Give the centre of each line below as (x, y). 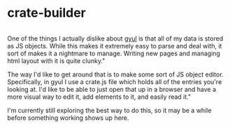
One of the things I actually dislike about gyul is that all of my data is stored (115, 38)
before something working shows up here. (68, 118)
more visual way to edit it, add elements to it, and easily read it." (99, 97)
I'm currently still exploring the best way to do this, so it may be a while (109, 110)
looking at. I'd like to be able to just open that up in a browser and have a (112, 89)
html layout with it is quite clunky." (56, 60)
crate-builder (46, 13)
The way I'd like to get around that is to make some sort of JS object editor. (115, 74)
